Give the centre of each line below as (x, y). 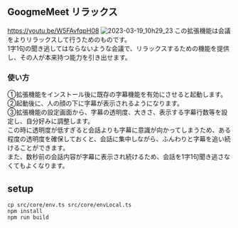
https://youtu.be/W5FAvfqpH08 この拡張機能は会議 (119, 31)
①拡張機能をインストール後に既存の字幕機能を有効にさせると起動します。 (117, 95)
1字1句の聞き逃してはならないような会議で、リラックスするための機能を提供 (118, 48)
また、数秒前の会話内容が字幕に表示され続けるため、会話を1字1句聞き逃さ (116, 157)
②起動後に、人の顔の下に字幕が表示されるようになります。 (95, 103)
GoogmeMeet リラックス (63, 12)
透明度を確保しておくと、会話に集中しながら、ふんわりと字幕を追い (125, 139)
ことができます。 (44, 148)
